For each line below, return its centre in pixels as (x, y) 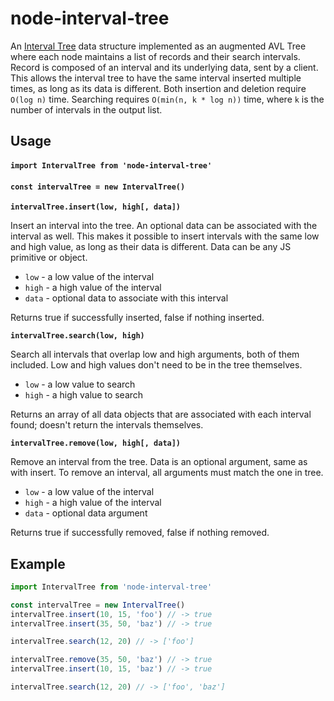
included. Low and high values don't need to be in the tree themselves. (156, 365)
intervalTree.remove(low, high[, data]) (96, 443)
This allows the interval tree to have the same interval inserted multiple (156, 78)
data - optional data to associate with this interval (126, 298)
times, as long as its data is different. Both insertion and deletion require (158, 88)
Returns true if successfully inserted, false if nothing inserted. (137, 318)
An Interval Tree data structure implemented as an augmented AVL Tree (158, 46)
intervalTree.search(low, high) (77, 336)
